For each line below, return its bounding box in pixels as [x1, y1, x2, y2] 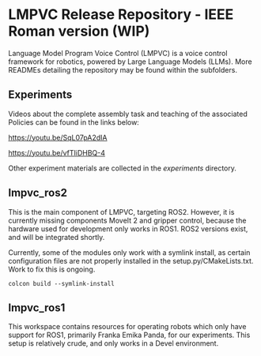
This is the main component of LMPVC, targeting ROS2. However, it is [8, 207, 235, 216]
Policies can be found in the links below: [8, 117, 140, 127]
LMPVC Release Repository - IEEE [8, 6, 234, 24]
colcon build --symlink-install [8, 279, 115, 287]
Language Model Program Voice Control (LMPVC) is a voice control [8, 48, 228, 58]
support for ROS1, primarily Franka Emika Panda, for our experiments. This [8, 330, 251, 340]
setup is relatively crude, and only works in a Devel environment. [8, 339, 219, 348]
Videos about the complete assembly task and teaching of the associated [8, 109, 248, 118]
